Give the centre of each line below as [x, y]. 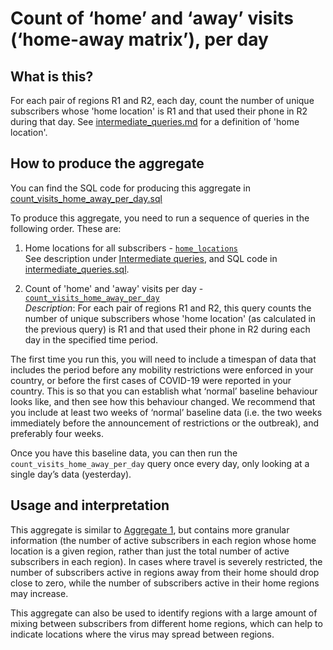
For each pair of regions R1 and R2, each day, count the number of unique [162, 100]
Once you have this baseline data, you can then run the [124, 453]
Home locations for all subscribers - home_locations [131, 248]
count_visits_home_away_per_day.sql [86, 198]
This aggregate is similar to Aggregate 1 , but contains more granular [150, 529]
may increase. [39, 593]
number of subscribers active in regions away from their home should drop [165, 572]
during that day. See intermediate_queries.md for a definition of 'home [155, 121]
